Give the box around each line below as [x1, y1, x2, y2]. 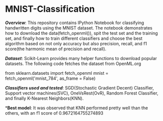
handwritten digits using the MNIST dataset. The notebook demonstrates [5, 25, 153, 30]
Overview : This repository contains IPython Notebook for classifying [5, 20, 144, 26]
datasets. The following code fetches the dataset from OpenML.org [5, 60, 141, 66]
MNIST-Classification [5, 3, 95, 15]
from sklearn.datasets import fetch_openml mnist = [5, 70, 109, 76]
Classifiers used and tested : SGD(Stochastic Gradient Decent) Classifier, [5, 85, 154, 91]
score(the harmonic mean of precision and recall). [5, 46, 107, 52]
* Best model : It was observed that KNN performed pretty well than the [5, 105, 148, 111]
